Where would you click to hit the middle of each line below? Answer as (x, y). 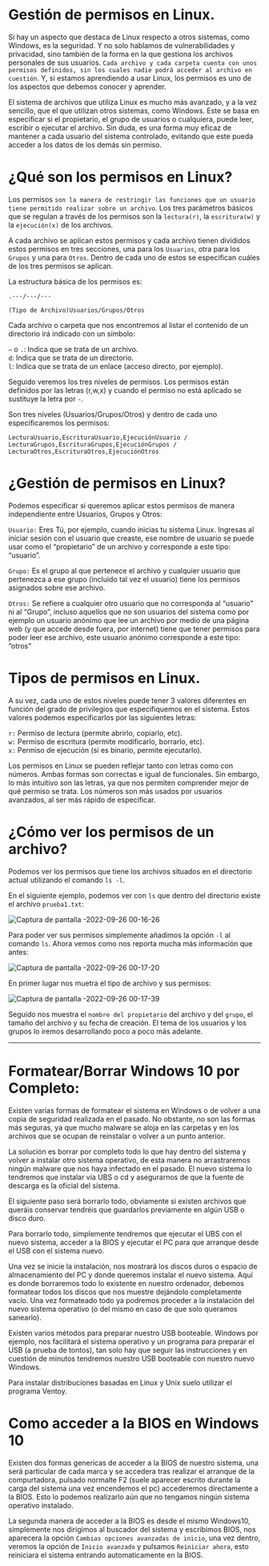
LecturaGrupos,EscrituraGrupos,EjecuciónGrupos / (93, 444)
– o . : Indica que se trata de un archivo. (73, 349)
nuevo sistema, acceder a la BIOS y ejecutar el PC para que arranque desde (133, 1242)
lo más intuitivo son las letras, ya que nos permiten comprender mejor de (129, 783)
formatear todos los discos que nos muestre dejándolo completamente (125, 1292)
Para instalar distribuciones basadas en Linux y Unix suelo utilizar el (120, 1382)
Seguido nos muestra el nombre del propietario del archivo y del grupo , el (131, 1014)
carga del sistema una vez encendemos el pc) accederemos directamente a (133, 1488)
